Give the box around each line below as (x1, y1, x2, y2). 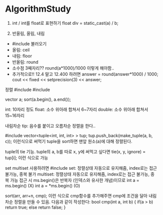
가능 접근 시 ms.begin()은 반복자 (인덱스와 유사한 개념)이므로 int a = (10, 177, 140, 183)
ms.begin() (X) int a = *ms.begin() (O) (5, 182, 80, 188)
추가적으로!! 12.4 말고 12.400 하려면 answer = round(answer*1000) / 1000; (12, 71, 159, 77)
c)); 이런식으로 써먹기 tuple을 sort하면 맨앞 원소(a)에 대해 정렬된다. (5, 138, 133, 144)
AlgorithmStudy (5, 3, 72, 15)
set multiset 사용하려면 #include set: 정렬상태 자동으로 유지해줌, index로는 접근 (5, 165, 157, 171)
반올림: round (12, 59, 38, 65)
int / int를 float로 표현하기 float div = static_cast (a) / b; (12, 20, 119, 26)
